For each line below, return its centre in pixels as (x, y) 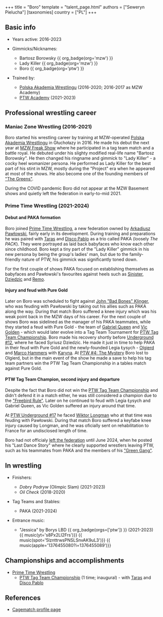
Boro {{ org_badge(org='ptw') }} (52, 68)
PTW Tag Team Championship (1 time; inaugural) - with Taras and (85, 577)
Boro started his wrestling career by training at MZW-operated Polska (75, 137)
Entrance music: (28, 520)
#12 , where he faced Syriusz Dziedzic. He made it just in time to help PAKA (80, 342)
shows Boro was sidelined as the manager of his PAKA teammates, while (78, 322)
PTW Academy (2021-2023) (47, 97)
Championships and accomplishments (65, 561)
